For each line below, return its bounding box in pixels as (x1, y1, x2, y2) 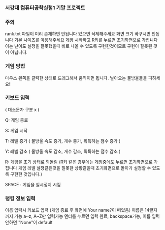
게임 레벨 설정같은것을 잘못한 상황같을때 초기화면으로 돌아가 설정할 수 (18, 165, 151, 171)
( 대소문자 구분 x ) (5, 107, 39, 113)
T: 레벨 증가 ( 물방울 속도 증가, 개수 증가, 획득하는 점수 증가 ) (5, 138, 121, 144)
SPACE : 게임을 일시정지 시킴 (5, 181, 61, 187)
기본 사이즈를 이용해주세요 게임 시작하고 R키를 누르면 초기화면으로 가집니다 (14, 37, 158, 43)
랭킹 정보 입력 (5, 195, 36, 202)
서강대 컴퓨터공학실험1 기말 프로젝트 (5, 4, 85, 11)
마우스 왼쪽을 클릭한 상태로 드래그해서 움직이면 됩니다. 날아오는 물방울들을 (5, 75, 147, 81)
